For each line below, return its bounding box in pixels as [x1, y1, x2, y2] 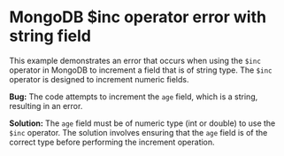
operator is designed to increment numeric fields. [9, 74, 189, 84]
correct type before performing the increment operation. [9, 136, 215, 147]
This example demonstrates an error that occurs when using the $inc [9, 55, 261, 66]
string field [9, 26, 91, 46]
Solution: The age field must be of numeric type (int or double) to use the [9, 118, 276, 129]
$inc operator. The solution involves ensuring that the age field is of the [9, 127, 268, 137]
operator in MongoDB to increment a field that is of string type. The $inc [9, 65, 272, 75]
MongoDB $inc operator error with [9, 7, 267, 27]
